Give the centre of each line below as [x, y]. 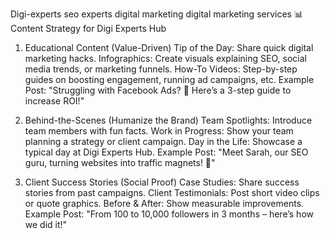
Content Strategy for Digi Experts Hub [88, 28]
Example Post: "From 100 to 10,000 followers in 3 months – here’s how [169, 214]
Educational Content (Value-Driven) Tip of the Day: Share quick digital [169, 47]
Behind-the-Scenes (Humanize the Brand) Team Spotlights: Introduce [168, 120]
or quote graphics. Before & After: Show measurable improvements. [164, 203]
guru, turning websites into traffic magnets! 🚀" [120, 162]
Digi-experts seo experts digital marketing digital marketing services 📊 [156, 14]
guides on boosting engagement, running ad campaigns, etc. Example [169, 79]
